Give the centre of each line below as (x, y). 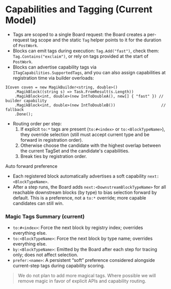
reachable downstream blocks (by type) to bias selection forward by (85, 192)
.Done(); (24, 114)
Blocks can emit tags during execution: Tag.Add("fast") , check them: (86, 51)
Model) (21, 20)
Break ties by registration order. (54, 156)
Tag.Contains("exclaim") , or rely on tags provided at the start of (80, 56)
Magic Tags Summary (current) (45, 216)
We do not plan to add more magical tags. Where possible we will (87, 276)
